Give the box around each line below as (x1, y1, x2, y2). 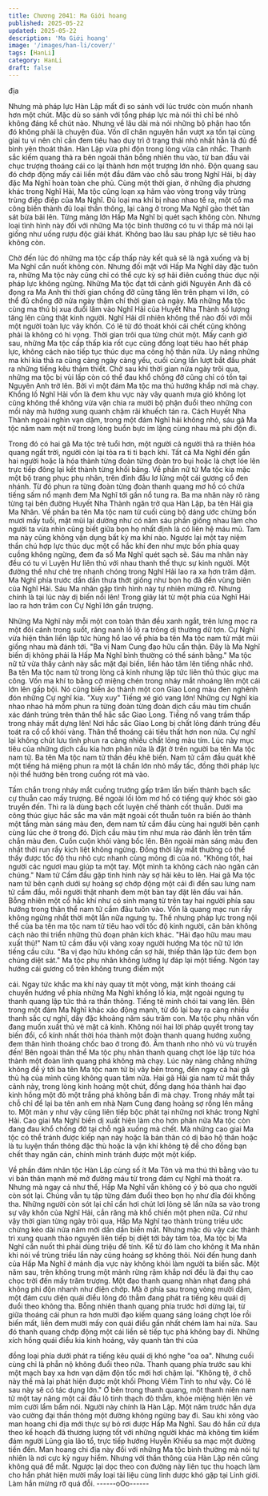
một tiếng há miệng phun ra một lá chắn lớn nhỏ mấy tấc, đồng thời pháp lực (8, 760, 260, 770)
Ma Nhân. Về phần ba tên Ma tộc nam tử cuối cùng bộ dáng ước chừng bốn (8, 506, 258, 517)
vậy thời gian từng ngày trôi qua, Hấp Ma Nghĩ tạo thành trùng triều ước (8, 1216, 244, 1226)
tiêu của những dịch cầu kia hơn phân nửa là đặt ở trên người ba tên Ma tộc (8, 744, 256, 753)
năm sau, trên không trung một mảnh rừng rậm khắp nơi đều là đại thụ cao (8, 1267, 254, 1276)
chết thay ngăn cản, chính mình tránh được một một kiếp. (8, 1149, 198, 1159)
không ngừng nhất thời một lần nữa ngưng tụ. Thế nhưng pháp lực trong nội (8, 913, 258, 922)
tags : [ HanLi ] (8, 49, 56, 57)
